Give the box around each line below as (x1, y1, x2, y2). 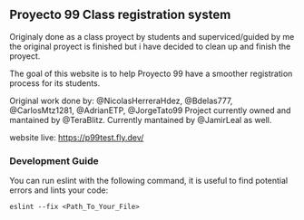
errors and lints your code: (9, 185, 109, 196)
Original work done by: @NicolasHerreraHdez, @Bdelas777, (9, 95, 233, 106)
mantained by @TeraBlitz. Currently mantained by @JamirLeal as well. (9, 114, 272, 125)
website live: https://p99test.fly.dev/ (9, 131, 144, 143)
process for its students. (9, 77, 101, 89)
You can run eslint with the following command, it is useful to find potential (9, 176, 289, 187)
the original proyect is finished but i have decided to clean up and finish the (9, 41, 291, 52)
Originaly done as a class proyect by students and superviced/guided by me (9, 31, 295, 42)
